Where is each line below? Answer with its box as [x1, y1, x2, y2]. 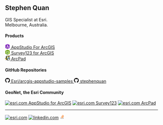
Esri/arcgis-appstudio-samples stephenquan [11, 78, 107, 84]
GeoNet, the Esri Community [5, 89, 64, 95]
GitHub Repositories [5, 67, 47, 73]
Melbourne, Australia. [5, 22, 49, 28]
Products [5, 33, 24, 39]
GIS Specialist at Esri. [5, 16, 48, 22]
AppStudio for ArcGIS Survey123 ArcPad [28, 100, 156, 106]
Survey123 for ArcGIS [11, 50, 54, 56]
